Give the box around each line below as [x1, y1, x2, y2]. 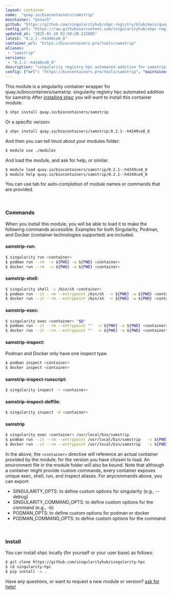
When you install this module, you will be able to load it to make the [5, 221, 147, 227]
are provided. [5, 186, 34, 192]
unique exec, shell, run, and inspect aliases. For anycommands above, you [5, 473, 162, 479]
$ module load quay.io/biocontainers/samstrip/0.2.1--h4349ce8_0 [5, 167, 147, 172]
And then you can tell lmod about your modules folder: [5, 138, 120, 144]
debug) [12, 494, 29, 500]
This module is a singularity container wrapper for [5, 83, 111, 90]
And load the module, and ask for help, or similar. [5, 157, 109, 163]
